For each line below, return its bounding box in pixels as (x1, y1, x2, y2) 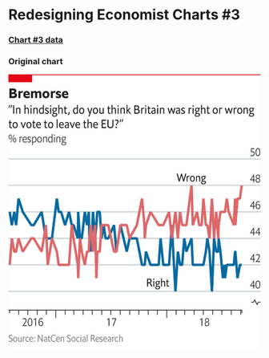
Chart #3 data (8, 35, 64, 46)
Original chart (8, 56, 63, 67)
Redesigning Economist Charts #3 (8, 6, 240, 24)
